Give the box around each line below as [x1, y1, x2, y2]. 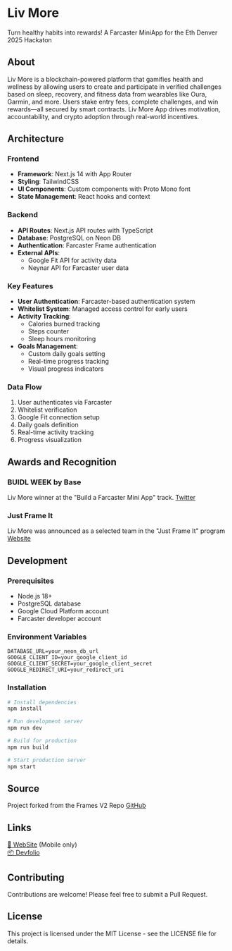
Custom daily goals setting [27, 350, 105, 358]
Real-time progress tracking [27, 357, 109, 366]
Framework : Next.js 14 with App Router [17, 170, 132, 178]
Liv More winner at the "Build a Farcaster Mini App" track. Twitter [7, 493, 195, 502]
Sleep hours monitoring [27, 335, 96, 343]
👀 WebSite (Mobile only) [7, 840, 77, 849]
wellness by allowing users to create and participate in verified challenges [7, 82, 221, 91]
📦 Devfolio [7, 848, 40, 857]
